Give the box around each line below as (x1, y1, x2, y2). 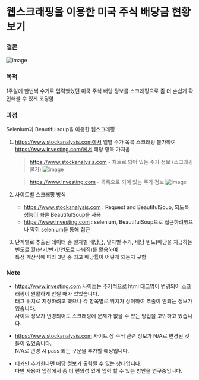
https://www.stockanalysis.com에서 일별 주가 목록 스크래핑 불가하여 (14, 138, 176, 145)
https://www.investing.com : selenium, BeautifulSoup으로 (23, 218, 163, 226)
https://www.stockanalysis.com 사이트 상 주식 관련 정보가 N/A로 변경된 (14, 332, 184, 340)
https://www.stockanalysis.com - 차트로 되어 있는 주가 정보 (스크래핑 (29, 159, 193, 166)
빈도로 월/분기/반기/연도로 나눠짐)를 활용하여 (14, 246, 118, 253)
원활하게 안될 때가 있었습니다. (30, 290, 99, 297)
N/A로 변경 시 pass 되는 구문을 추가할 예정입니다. (14, 347, 129, 354)
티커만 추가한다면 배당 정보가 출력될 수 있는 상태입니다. (14, 360, 142, 367)
